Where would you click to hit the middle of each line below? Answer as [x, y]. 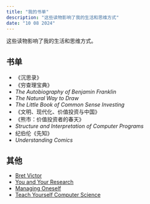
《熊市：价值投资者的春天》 [50, 120]
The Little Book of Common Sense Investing [70, 105]
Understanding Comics [44, 140]
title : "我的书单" [28, 12]
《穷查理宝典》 [34, 85]
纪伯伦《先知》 [34, 133]
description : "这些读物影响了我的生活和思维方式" [63, 18]
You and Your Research [44, 182]
